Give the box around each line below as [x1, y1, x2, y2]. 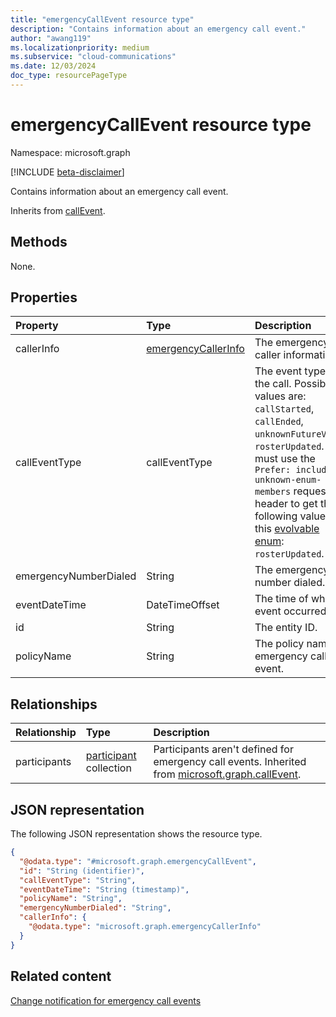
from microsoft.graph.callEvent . [153, 767, 302, 781]
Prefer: [254, 464, 292, 476]
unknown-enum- [254, 474, 322, 486]
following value [254, 509, 327, 523]
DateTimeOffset [146, 598, 220, 612]
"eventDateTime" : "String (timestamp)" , [19, 884, 190, 895]
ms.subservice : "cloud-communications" [10, 52, 177, 62]
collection [85, 761, 132, 775]
